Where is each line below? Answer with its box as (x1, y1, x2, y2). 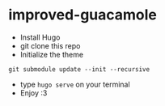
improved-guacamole (8, 6, 158, 24)
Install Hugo (19, 32, 61, 42)
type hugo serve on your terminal (19, 79, 131, 89)
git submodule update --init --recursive (8, 65, 150, 74)
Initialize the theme (19, 49, 83, 59)
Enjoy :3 (19, 87, 48, 98)
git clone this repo (19, 40, 81, 50)
